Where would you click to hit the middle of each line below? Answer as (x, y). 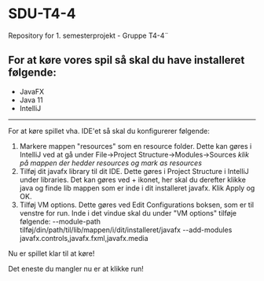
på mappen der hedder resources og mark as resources (111, 163)
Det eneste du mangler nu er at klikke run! (76, 268)
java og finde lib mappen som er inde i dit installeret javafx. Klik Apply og (137, 188)
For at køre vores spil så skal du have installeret (126, 60)
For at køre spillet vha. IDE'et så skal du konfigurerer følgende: (109, 131)
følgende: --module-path (60, 221)
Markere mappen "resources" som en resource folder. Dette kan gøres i (136, 146)
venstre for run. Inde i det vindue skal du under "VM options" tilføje (128, 213)
